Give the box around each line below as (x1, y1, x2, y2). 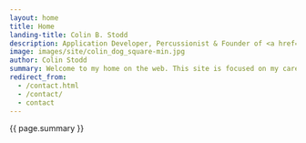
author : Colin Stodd (9, 56, 88, 65)
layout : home (9, 13, 59, 23)
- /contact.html (17, 81, 79, 90)
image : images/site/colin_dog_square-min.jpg (9, 47, 185, 56)
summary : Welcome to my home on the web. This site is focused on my (9, 65, 280, 74)
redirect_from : (9, 73, 67, 82)
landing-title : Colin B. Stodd (9, 30, 128, 39)
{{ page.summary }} (9, 123, 85, 134)
